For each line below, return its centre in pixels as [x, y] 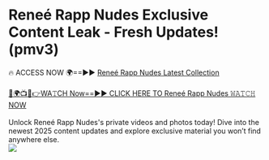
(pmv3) [34, 50]
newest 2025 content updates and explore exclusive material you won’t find [135, 131]
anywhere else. [34, 139]
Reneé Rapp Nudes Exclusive [109, 15]
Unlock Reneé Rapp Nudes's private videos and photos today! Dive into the [134, 122]
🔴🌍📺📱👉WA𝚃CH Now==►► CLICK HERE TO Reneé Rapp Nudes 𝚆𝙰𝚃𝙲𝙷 [132, 93]
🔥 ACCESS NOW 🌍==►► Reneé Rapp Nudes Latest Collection [114, 72]
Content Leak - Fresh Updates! [113, 32]
